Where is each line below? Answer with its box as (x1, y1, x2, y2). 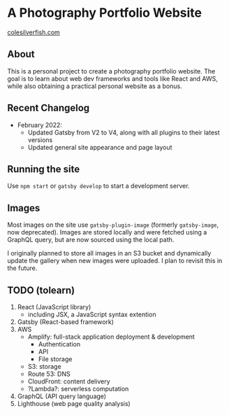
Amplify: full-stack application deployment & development (27, 332, 195, 341)
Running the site (7, 163, 80, 175)
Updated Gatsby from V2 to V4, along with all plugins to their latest (27, 128, 220, 136)
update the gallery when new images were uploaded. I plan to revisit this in (7, 257, 223, 265)
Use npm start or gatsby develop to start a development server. (7, 182, 190, 190)
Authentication (38, 340, 81, 348)
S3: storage (27, 363, 61, 370)
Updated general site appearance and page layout (27, 143, 172, 151)
